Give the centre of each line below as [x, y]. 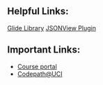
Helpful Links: [38, 11]
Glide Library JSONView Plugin [51, 28]
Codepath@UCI [40, 74]
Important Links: [44, 50]
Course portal [37, 66]
